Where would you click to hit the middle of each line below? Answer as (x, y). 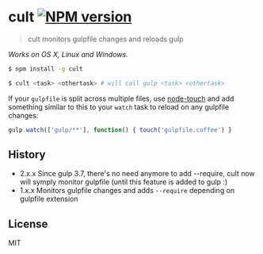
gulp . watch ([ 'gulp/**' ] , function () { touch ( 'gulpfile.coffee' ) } (120, 130)
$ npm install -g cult (46, 69)
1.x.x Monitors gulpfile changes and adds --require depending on (127, 190)
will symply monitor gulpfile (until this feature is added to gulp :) (124, 182)
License (28, 223)
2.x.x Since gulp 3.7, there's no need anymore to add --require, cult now (137, 174)
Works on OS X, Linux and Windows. (68, 54)
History (27, 154)
